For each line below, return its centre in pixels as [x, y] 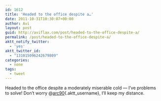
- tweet [17, 74]
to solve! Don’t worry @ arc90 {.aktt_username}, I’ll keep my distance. [75, 93]
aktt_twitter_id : [23, 51]
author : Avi [17, 23]
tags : [11, 69]
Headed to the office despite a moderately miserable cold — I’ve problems [80, 88]
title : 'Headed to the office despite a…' [49, 14]
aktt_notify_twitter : [27, 42]
